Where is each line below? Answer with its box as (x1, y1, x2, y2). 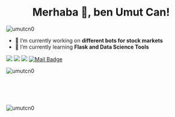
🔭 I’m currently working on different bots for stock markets (14, 37, 164, 44)
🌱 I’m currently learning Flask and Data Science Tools (14, 43, 149, 50)
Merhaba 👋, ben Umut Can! (32, 5, 170, 19)
